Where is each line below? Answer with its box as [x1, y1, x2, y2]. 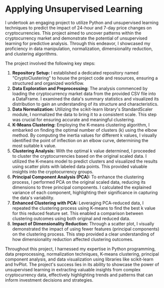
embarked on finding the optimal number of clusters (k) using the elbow [12, 127, 158, 133]
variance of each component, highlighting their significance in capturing [12, 190, 158, 195]
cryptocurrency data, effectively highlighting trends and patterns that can [5, 272, 153, 278]
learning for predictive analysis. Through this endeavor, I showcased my [5, 40, 151, 46]
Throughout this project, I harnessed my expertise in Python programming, [5, 246, 156, 252]
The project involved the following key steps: [5, 60, 95, 66]
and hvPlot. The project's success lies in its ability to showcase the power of [5, 261, 159, 267]
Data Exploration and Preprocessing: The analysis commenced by [12, 85, 148, 91]
